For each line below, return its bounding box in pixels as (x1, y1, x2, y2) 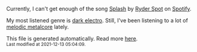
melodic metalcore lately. (6, 24, 69, 30)
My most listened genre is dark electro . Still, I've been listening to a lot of (6, 17, 189, 24)
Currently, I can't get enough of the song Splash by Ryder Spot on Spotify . (6, 5, 192, 12)
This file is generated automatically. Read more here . (6, 35, 138, 42)
